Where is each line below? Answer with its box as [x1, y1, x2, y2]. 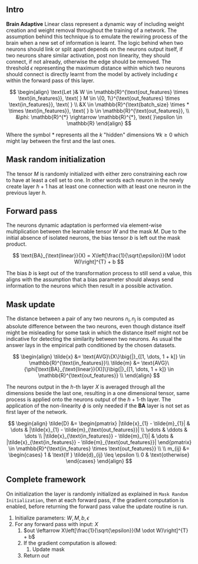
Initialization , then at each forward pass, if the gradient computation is [6, 496, 184, 504]
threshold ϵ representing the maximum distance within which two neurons [6, 64, 186, 71]
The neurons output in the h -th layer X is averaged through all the [6, 383, 165, 390]
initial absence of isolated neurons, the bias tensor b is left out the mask [6, 234, 181, 242]
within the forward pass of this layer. [6, 77, 95, 84]
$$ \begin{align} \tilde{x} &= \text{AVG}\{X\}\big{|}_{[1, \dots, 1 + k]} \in [12, 353, 186, 360]
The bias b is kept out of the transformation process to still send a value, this [6, 270, 192, 277]
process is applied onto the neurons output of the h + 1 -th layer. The [6, 396, 171, 403]
